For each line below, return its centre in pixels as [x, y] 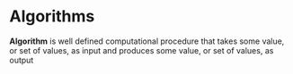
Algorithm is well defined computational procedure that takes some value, [147, 41]
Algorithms [52, 16]
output [22, 60]
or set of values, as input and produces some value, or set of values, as [142, 50]
